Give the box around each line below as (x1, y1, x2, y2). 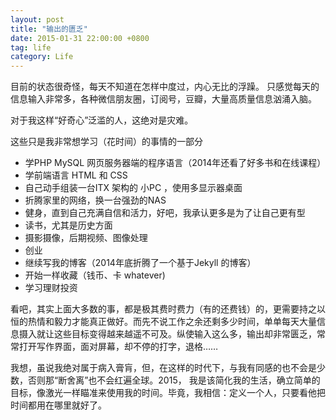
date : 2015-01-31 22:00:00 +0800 (10, 33, 150, 43)
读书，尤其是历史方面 (24, 219, 113, 231)
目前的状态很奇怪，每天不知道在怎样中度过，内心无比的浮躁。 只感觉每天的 (10, 81, 320, 93)
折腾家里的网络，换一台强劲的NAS (24, 194, 167, 206)
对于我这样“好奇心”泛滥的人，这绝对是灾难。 (10, 114, 194, 126)
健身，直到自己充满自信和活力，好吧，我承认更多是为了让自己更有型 (24, 207, 306, 219)
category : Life (10, 52, 74, 62)
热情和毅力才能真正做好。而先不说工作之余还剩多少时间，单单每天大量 (27, 316, 317, 328)
